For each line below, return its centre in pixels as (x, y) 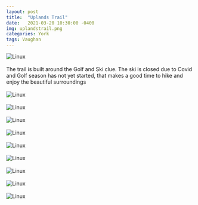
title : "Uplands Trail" (37, 17)
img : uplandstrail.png (34, 28)
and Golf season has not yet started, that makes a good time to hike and (95, 76)
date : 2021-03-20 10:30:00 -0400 (50, 23)
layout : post (22, 12)
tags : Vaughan (24, 39)
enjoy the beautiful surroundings (46, 82)
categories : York (28, 34)
